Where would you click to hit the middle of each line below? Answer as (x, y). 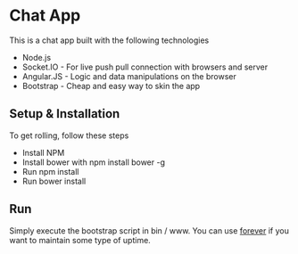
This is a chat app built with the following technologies (109, 40)
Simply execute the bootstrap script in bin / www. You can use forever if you (149, 230)
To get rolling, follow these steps (69, 135)
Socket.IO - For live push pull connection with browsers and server (145, 67)
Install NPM (43, 152)
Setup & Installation (65, 114)
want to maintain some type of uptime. (80, 240)
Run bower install (54, 181)
